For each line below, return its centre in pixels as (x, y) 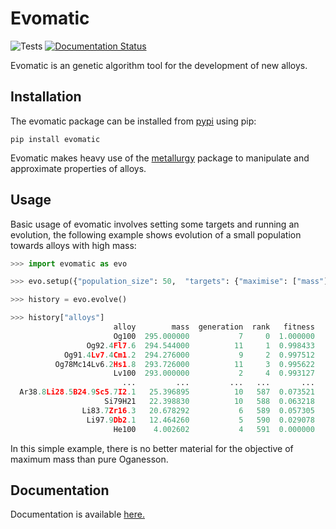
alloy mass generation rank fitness (214, 327)
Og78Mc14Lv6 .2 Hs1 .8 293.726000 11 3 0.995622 (184, 364)
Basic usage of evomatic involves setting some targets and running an (155, 224)
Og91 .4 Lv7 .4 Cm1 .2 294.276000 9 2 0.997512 (189, 355)
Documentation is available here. (77, 514)
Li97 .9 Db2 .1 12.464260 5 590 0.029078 (200, 420)
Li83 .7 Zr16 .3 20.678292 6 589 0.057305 (198, 410)
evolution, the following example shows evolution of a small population (156, 234)
